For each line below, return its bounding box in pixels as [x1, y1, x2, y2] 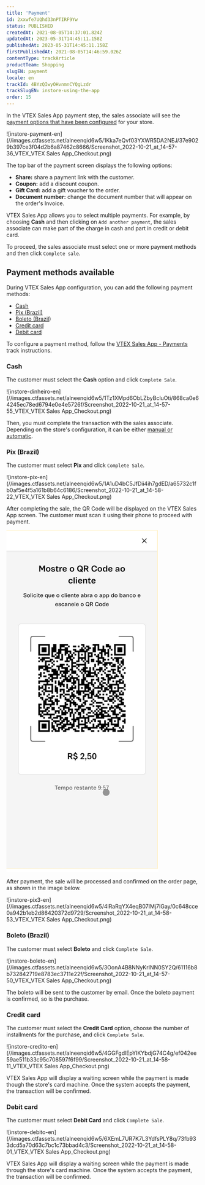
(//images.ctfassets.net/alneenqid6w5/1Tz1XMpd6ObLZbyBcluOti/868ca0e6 [6, 394, 199, 402]
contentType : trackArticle [6, 55, 75, 61]
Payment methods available [6, 267, 114, 278]
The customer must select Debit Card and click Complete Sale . [6, 1117, 164, 1124]
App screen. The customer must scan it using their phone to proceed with [6, 512, 193, 519]
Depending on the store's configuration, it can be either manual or [6, 426, 173, 433]
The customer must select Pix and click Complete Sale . [6, 461, 145, 469]
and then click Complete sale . [6, 249, 81, 257]
